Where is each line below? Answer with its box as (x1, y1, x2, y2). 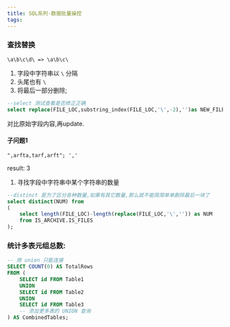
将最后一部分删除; (16, 86, 68, 94)
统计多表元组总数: (7, 241, 66, 250)
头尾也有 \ (16, 77, 47, 86)
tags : (7, 16, 23, 23)
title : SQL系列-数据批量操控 (7, 10, 82, 17)
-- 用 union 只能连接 (7, 257, 64, 264)
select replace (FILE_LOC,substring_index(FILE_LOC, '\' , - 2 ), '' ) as (7, 106, 197, 113)
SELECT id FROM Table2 (19, 289, 84, 296)
